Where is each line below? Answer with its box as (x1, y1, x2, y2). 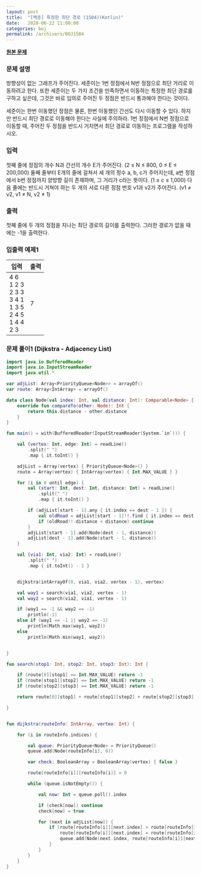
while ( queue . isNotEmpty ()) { (28, 781, 103, 787)
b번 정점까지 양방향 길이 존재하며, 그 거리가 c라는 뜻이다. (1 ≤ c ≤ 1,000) (17, 176, 187, 183)
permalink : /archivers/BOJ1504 (6, 31, 84, 37)
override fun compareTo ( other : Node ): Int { (17, 403, 130, 409)
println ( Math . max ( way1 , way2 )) (28, 623, 106, 629)
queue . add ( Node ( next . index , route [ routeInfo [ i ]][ (59, 836, 186, 842)
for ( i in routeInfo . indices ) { (17, 731, 98, 738)
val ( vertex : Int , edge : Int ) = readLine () (17, 441, 127, 448)
